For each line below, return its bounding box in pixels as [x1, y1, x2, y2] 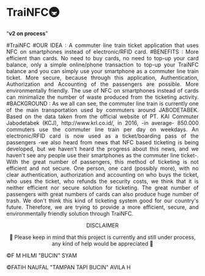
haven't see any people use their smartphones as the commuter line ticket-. [6, 151, 199, 159]
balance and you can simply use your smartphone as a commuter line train [6, 67, 199, 74]
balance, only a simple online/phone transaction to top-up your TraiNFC [6, 61, 199, 68]
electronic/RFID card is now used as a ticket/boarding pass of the [6, 132, 199, 140]
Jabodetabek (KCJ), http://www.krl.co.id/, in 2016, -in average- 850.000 [6, 119, 199, 126]
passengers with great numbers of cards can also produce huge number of [6, 190, 199, 197]
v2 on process [9, 29, 46, 37]
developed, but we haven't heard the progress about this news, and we [6, 145, 199, 152]
